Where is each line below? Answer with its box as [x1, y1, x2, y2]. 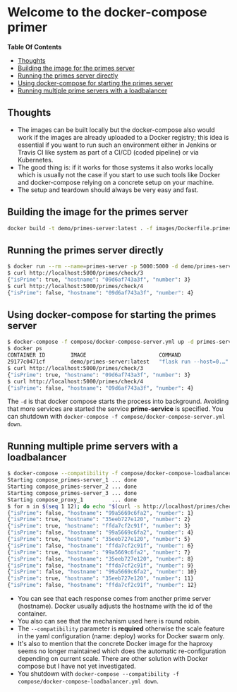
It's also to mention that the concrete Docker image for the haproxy [17, 640, 213, 648]
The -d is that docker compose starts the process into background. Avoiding [7, 397, 229, 406]
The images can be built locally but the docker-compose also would [17, 125, 215, 134]
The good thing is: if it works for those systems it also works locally [17, 163, 214, 172]
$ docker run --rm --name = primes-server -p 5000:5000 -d [7, 263, 178, 270]
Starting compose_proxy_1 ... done [7, 496, 138, 503]
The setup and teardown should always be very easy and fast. [17, 185, 199, 194]
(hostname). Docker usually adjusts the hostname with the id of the [17, 602, 213, 610]
